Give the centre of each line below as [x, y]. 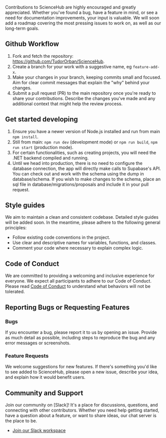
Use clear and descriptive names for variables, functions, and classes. [84, 243]
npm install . [25, 137]
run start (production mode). [43, 147]
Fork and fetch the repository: [43, 56]
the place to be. [21, 421]
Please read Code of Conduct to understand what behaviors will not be [78, 287]
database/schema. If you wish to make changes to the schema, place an [86, 179]
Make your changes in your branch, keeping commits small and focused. [87, 77]
